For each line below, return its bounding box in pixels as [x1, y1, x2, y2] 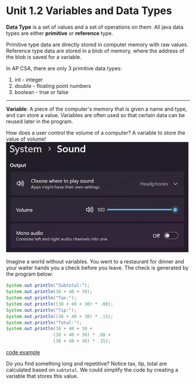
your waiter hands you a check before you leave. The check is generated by [6, 265, 189, 272]
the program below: [6, 270, 54, 277]
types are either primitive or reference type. [6, 29, 114, 36]
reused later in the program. [6, 118, 73, 125]
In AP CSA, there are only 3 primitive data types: [6, 64, 123, 71]
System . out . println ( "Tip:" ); [6, 307, 77, 313]
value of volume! [6, 135, 47, 142]
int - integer [14, 76, 43, 83]
